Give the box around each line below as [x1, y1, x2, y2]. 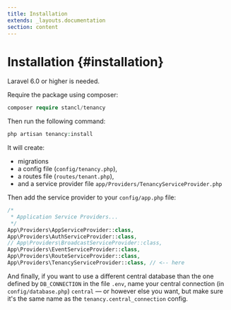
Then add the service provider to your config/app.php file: [7, 193, 177, 201]
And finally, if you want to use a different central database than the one [7, 272, 214, 280]
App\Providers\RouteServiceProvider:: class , [7, 253, 141, 260]
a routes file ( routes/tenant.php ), [17, 172, 114, 180]
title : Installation [7, 10, 69, 18]
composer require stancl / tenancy [7, 104, 106, 111]
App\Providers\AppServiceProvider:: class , [7, 226, 134, 233]
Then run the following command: [7, 117, 106, 125]
